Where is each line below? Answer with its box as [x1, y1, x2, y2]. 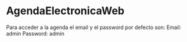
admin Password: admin [6, 30, 65, 37]
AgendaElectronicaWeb [6, 4, 125, 18]
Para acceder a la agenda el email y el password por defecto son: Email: [6, 24, 182, 31]
